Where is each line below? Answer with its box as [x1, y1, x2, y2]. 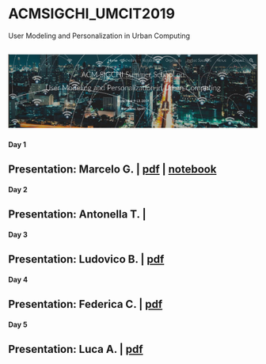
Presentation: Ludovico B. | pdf [8, 252, 165, 266]
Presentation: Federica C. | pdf [8, 298, 163, 311]
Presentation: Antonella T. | [8, 207, 146, 222]
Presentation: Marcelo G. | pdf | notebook [8, 163, 217, 176]
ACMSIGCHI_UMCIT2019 [8, 5, 176, 23]
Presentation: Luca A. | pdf [8, 343, 144, 356]
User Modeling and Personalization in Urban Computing [8, 31, 191, 40]
